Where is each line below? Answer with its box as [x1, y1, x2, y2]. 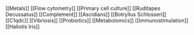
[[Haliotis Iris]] [5, 23, 40, 30]
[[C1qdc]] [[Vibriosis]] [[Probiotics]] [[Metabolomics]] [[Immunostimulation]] [5, 17, 189, 24]
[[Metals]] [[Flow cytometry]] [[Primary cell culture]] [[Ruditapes [5, 5, 161, 11]
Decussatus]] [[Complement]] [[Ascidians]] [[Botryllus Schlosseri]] [5, 11, 167, 18]
